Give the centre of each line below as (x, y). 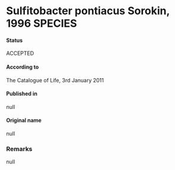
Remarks (19, 149)
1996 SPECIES (42, 23)
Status (15, 40)
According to (23, 67)
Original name (24, 120)
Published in (22, 94)
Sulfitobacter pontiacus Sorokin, (88, 11)
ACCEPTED (20, 53)
